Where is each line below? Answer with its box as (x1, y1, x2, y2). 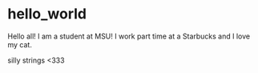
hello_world (7, 5, 87, 23)
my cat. (7, 39, 33, 49)
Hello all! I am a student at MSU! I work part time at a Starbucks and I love (7, 31, 250, 41)
